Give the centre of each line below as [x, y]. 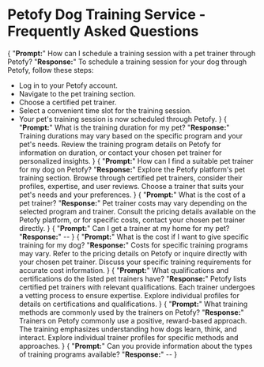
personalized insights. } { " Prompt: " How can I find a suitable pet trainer [136, 161]
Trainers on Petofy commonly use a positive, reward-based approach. [133, 320]
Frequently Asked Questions [103, 31]
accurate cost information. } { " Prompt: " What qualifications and [124, 270]
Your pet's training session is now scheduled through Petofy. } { [123, 119]
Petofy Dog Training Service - [107, 15]
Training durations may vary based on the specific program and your [130, 135]
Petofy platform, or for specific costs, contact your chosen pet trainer [132, 220]
